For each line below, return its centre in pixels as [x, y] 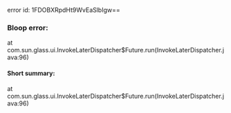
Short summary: [31, 73]
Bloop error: [28, 28]
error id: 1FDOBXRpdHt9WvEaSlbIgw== [64, 10]
